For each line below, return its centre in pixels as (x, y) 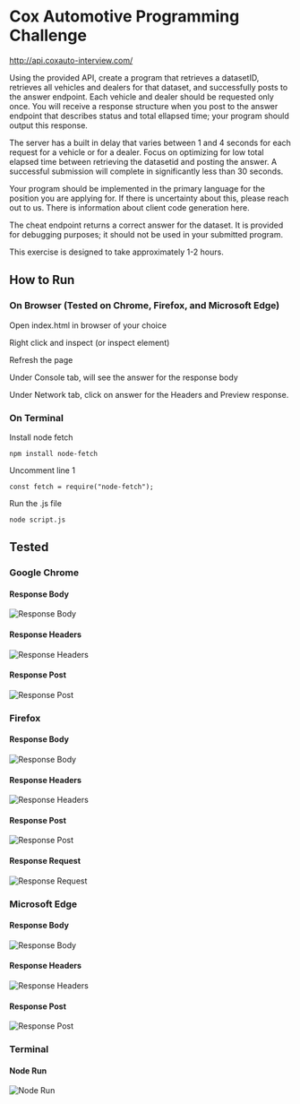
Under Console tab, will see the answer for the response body (124, 377)
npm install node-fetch (54, 453)
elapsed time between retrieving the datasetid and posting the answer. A (143, 161)
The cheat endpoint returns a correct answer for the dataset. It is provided (146, 225)
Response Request (45, 860)
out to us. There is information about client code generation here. (129, 207)
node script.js (38, 520)
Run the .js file (36, 503)
